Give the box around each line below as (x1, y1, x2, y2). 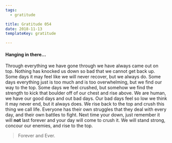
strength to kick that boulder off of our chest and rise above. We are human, (5, 90, 166, 96)
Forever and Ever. (17, 133, 55, 139)
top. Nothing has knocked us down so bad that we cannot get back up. (5, 68, 156, 74)
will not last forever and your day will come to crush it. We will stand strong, (5, 117, 166, 124)
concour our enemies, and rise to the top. (5, 122, 93, 129)
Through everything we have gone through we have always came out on (5, 63, 159, 69)
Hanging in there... (5, 51, 46, 57)
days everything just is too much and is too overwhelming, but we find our (5, 79, 162, 85)
